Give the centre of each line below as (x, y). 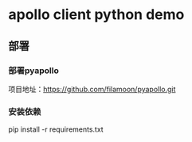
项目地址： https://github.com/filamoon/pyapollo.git (92, 89)
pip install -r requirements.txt (56, 129)
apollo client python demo (96, 15)
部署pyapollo (34, 71)
